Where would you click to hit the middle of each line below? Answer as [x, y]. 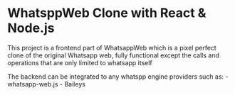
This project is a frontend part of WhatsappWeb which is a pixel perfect [112, 47]
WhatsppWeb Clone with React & [107, 13]
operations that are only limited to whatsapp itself [80, 62]
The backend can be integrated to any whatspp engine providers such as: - [118, 77]
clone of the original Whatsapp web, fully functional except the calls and [113, 55]
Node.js [31, 28]
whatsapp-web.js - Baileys [46, 84]
